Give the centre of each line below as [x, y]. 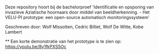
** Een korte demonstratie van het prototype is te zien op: [63, 41]
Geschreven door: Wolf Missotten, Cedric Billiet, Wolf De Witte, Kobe [74, 27]
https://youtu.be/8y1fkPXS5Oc [36, 46]
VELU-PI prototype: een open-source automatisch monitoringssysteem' [78, 17]
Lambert [13, 32]
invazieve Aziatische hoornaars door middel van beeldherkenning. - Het [78, 12]
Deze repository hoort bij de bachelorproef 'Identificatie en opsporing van [79, 7]
